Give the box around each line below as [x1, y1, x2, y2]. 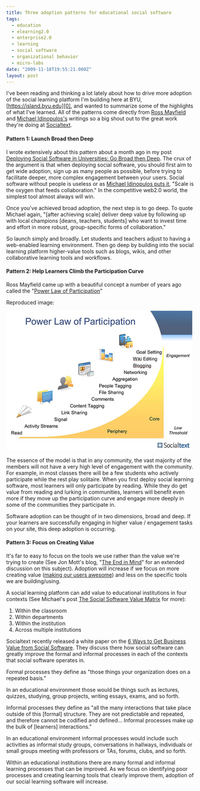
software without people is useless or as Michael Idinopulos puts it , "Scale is [6, 180, 194, 187]
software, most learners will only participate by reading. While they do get [6, 482, 187, 489]
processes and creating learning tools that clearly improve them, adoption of [6, 771, 194, 778]
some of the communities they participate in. [6, 501, 116, 508]
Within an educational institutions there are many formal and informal [6, 759, 176, 766]
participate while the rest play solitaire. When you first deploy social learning [6, 475, 194, 483]
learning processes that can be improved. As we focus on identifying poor [6, 765, 188, 772]
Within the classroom [14, 607, 67, 614]
